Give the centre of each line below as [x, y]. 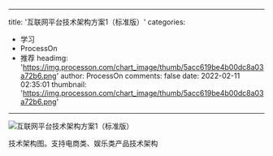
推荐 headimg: [44, 58]
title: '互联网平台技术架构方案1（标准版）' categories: [97, 22]
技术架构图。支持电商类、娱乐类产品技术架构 [83, 143]
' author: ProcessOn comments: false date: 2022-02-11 [148, 76]
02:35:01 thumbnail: [53, 84]
